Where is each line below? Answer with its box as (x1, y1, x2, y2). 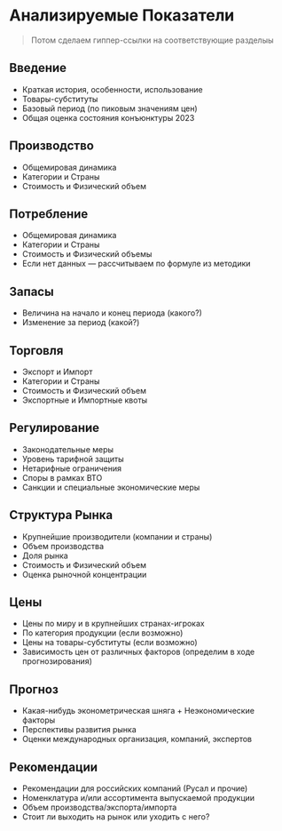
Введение (9, 60, 67, 76)
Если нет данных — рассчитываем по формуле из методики (21, 259, 251, 269)
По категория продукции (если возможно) (21, 627, 184, 638)
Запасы (9, 284, 55, 299)
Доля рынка (21, 550, 68, 561)
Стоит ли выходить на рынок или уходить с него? (21, 811, 210, 822)
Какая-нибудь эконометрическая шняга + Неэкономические (21, 706, 255, 716)
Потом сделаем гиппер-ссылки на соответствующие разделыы (30, 35, 274, 45)
